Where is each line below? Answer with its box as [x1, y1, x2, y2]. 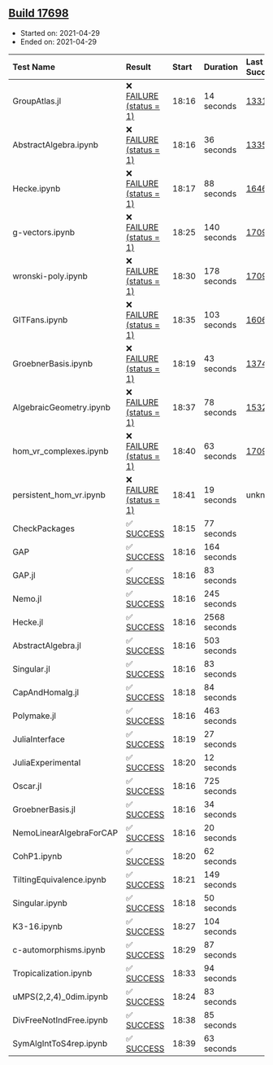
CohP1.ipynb [12, 850, 63, 861]
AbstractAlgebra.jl [12, 639, 81, 651]
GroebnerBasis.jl [12, 804, 76, 815]
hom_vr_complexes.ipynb [12, 445, 109, 457]
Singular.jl [12, 663, 50, 674]
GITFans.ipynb [12, 313, 68, 325]
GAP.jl [12, 569, 36, 581]
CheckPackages [12, 523, 76, 534]
